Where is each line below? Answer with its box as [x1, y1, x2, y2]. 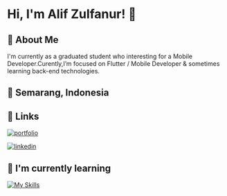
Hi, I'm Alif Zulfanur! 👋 [7, 6, 137, 22]
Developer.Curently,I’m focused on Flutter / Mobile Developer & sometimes [7, 60, 220, 68]
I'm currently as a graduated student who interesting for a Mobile [7, 52, 192, 60]
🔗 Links [7, 110, 39, 122]
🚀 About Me [7, 34, 59, 46]
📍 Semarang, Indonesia [7, 87, 109, 99]
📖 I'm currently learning [7, 162, 111, 174]
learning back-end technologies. [7, 67, 100, 75]
